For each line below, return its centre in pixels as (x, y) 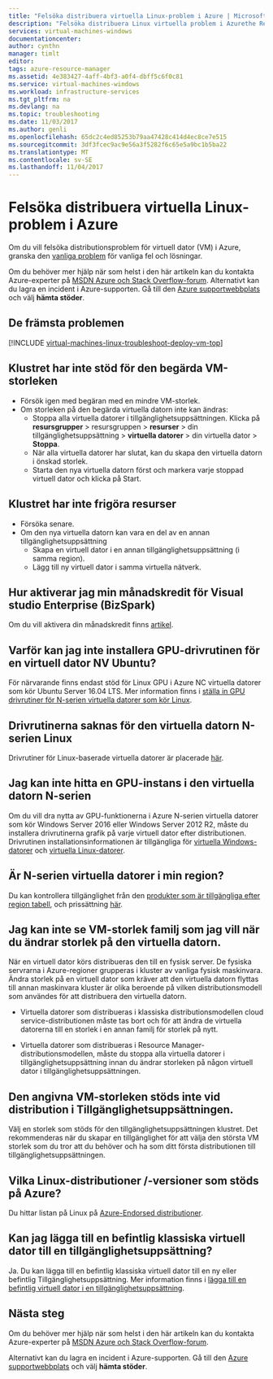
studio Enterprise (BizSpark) (82, 605)
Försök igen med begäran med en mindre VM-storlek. (110, 400)
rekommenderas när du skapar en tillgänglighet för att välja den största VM (134, 1138)
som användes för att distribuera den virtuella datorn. (97, 997)
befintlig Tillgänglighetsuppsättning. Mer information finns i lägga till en (128, 1279)
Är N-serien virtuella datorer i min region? (116, 876)
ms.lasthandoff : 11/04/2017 (56, 168)
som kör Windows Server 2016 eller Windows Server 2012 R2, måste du (129, 824)
